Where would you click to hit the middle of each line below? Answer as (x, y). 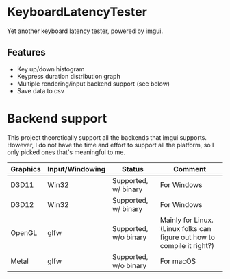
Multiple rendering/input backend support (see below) (93, 84)
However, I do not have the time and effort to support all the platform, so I (111, 145)
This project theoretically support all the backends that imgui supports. (107, 137)
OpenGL (24, 232)
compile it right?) (187, 245)
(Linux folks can (186, 228)
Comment (190, 169)
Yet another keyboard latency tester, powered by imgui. (85, 31)
